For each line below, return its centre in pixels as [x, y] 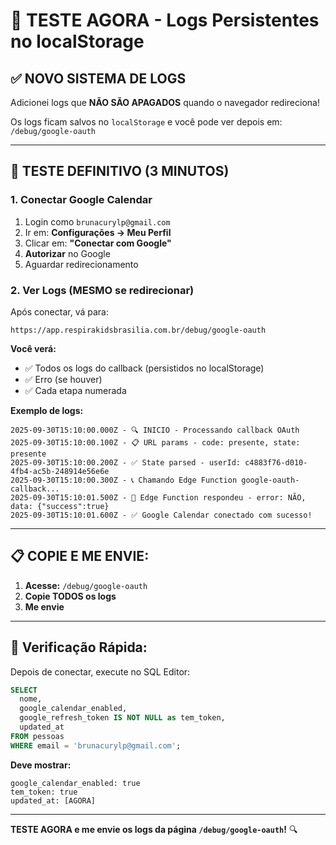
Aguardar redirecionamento [81, 264]
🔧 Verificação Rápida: [79, 647]
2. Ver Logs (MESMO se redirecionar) [102, 290]
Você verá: [33, 348]
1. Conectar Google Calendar [81, 200]
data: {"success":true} [60, 506]
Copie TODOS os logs [70, 596]
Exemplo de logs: [47, 410]
